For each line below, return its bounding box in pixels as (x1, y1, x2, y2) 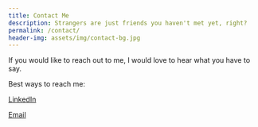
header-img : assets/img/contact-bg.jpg (8, 33, 141, 42)
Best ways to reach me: (8, 79, 86, 89)
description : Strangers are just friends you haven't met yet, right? (8, 19, 248, 27)
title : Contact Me (8, 11, 69, 20)
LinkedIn (8, 94, 37, 104)
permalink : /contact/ (8, 26, 80, 34)
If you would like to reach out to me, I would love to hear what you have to (8, 56, 251, 65)
